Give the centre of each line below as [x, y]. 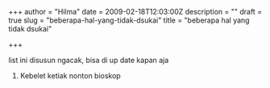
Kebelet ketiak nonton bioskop [70, 75]
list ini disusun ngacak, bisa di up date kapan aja [89, 60]
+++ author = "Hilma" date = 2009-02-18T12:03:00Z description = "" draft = [135, 12]
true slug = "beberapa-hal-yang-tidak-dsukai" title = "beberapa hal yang [129, 20]
